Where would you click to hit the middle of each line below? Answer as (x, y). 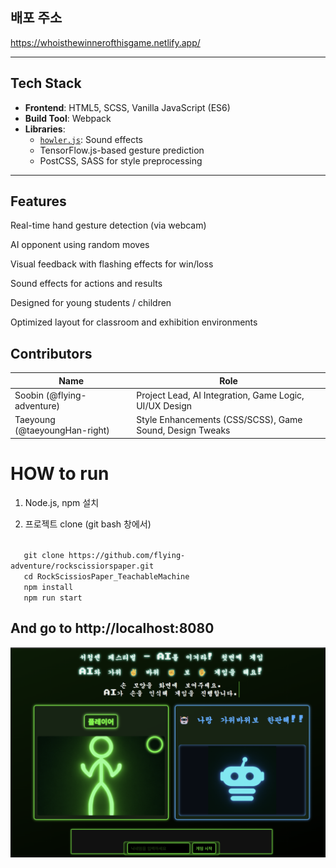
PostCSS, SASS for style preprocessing (121, 160)
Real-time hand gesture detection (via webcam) (108, 225)
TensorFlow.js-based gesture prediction (122, 150)
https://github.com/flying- (127, 555)
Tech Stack (46, 83)
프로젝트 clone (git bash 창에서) (88, 524)
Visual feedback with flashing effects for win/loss (112, 264)
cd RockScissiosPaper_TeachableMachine (106, 576)
